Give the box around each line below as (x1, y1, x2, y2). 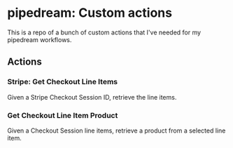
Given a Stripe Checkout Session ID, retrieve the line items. (7, 93, 177, 101)
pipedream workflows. (7, 35, 72, 43)
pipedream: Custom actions (7, 5, 173, 21)
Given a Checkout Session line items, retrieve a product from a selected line (7, 126, 226, 135)
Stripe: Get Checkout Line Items (7, 77, 118, 87)
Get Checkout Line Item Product (7, 110, 118, 120)
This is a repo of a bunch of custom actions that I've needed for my (7, 28, 202, 36)
